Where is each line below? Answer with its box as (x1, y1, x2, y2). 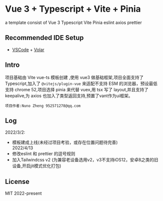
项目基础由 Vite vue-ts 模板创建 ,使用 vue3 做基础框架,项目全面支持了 (5, 74, 144, 80)
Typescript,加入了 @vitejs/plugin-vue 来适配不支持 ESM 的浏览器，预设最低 (5, 80, 158, 86)
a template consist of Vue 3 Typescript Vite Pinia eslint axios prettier (5, 20, 142, 25)
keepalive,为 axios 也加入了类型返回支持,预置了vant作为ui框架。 (5, 93, 133, 99)
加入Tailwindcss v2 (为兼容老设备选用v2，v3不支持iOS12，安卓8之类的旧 (12, 157, 159, 163)
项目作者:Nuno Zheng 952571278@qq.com (5, 103, 81, 108)
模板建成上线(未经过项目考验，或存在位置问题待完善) (12, 140, 118, 145)
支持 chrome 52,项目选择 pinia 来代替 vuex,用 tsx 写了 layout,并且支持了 (5, 86, 149, 92)
